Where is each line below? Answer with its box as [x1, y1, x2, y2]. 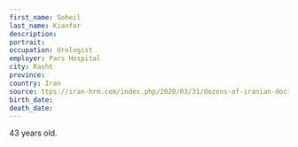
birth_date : [9, 95, 53, 104]
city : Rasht [9, 63, 53, 72]
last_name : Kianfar [9, 21, 82, 30]
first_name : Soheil [9, 12, 82, 22]
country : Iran [9, 79, 62, 88]
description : [9, 29, 58, 38]
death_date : [9, 104, 53, 112]
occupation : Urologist [9, 46, 93, 55]
